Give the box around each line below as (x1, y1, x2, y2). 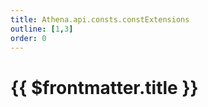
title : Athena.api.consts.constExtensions (10, 14, 190, 25)
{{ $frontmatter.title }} (10, 76, 199, 99)
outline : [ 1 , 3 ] (10, 24, 74, 34)
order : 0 (10, 33, 47, 43)
